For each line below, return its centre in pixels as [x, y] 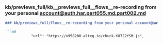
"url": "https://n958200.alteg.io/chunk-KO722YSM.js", [88, 36]
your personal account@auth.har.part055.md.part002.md [76, 13]
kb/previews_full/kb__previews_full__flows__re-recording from [81, 7]
